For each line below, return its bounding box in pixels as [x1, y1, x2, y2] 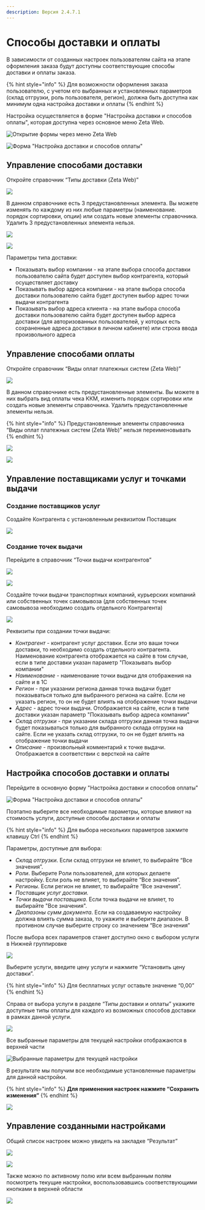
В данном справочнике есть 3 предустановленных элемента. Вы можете [6, 200, 199, 207]
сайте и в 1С [15, 679, 48, 686]
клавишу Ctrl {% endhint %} [6, 832, 78, 840]
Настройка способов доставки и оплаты [6, 767, 170, 778]
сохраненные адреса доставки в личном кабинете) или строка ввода [15, 324, 198, 332]
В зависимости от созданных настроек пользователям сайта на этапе [6, 56, 191, 63]
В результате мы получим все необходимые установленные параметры [6, 1067, 196, 1074]
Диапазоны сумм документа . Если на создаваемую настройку [15, 908, 182, 916]
